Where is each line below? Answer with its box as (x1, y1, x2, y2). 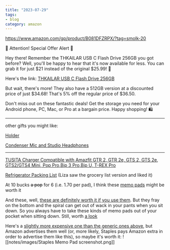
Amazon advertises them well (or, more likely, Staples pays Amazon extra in (5, 228, 163, 234)
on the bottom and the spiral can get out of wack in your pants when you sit (5, 202, 163, 209)
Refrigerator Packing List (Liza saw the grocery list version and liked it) (5, 172, 153, 178)
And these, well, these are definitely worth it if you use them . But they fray (5, 197, 160, 203)
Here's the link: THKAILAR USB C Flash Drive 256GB (5, 75, 115, 81)
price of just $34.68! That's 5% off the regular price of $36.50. (5, 91, 136, 97)
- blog (5, 17, 19, 22)
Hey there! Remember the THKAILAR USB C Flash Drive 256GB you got (5, 55, 154, 61)
